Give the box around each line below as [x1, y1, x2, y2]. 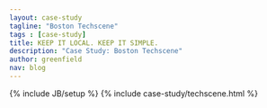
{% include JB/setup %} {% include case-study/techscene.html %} [9, 87, 259, 99]
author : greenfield [9, 55, 83, 64]
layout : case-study [9, 13, 83, 22]
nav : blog [9, 64, 47, 73]
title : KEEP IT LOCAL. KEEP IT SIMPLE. [9, 38, 159, 48]
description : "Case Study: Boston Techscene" [9, 47, 182, 56]
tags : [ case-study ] [9, 30, 87, 39]
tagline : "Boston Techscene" [9, 22, 119, 31]
